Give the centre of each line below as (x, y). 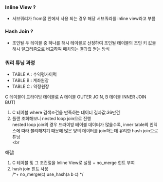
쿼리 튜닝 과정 (20, 62)
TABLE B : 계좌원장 (30, 80)
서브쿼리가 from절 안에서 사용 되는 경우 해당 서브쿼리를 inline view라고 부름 (84, 19)
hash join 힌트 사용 (30, 169)
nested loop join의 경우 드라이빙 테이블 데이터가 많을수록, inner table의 (80, 124)
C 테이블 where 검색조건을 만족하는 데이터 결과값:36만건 (66, 112)
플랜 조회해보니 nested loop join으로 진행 (52, 118)
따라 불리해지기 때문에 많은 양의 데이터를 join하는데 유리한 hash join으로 (90, 130)
